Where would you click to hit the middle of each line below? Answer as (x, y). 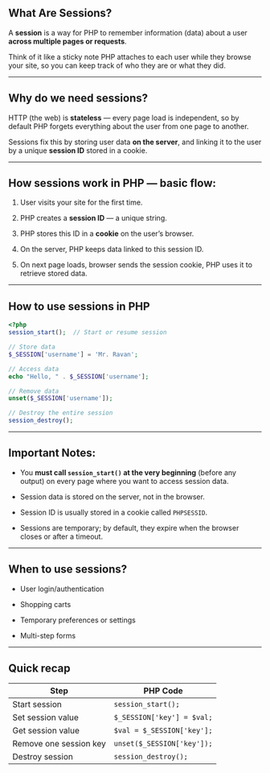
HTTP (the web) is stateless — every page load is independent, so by (124, 118)
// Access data (34, 369)
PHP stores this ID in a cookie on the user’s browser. (107, 234)
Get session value (46, 730)
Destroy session (43, 757)
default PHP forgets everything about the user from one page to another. (129, 126)
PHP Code (163, 691)
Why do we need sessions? (78, 99)
